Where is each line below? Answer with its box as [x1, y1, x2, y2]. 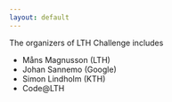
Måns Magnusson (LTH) [21, 54, 111, 65]
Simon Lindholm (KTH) [21, 73, 106, 84]
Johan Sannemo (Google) [21, 64, 118, 75]
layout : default [9, 12, 70, 22]
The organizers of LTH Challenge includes [9, 37, 164, 48]
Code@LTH [21, 82, 65, 93]
